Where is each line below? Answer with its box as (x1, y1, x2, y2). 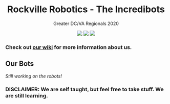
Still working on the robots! (5, 73, 62, 79)
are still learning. (5, 92, 48, 99)
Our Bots (5, 60, 34, 68)
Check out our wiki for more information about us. (5, 43, 132, 50)
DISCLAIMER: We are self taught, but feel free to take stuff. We (5, 86, 164, 93)
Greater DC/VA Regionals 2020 (53, 20, 119, 27)
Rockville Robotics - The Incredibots (7, 4, 165, 15)
